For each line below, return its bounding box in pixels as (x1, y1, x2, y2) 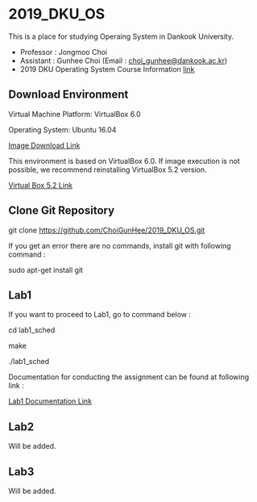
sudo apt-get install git (8, 265, 83, 274)
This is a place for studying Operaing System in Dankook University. (8, 31, 234, 41)
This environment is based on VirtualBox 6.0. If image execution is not (8, 156, 240, 165)
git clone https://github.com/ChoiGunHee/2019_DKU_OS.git (8, 225, 205, 235)
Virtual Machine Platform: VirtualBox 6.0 (8, 109, 141, 119)
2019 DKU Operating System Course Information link (19, 64, 195, 73)
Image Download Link (8, 140, 81, 150)
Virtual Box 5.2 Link (8, 180, 73, 190)
